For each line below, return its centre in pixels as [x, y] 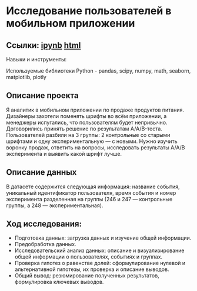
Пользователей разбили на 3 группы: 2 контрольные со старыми [88, 135]
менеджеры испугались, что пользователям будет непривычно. [87, 122]
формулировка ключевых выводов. [59, 282]
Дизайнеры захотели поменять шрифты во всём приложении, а [86, 116]
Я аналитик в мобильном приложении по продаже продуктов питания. [95, 110]
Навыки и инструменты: [36, 59]
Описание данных [41, 172]
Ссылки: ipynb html [44, 45]
